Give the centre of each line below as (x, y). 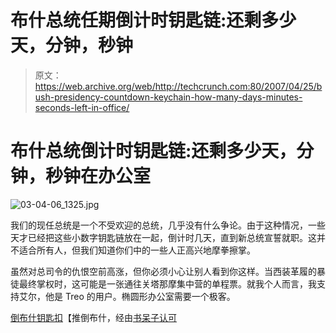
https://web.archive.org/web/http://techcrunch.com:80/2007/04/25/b (178, 86)
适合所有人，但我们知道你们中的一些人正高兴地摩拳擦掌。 (137, 250)
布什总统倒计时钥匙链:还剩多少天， (153, 151)
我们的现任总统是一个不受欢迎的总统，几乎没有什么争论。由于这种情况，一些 (168, 225)
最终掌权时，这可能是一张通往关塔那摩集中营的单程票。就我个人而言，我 (167, 283)
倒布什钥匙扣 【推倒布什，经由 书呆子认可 (93, 317)
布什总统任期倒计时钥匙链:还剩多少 (153, 20)
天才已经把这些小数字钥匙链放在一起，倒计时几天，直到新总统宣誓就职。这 (163, 237)
